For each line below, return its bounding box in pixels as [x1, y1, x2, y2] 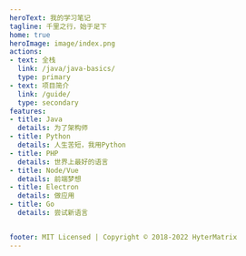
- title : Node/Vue [9, 166, 79, 175]
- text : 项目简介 [9, 81, 70, 90]
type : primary [17, 73, 71, 82]
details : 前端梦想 [17, 174, 82, 183]
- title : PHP [9, 148, 59, 158]
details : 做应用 [17, 191, 75, 200]
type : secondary [17, 97, 79, 108]
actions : [9, 47, 43, 56]
